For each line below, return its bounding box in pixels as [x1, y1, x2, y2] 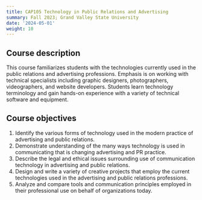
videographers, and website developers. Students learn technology [6, 83, 174, 90]
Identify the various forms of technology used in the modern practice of [14, 129, 194, 136]
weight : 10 [6, 25, 34, 32]
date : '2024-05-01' [6, 20, 55, 26]
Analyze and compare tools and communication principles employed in [14, 180, 192, 187]
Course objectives [6, 113, 77, 123]
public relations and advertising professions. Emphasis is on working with [6, 70, 189, 78]
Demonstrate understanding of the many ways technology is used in [14, 142, 185, 149]
